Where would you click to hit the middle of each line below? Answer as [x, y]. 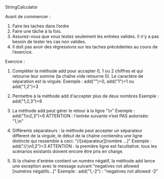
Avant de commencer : [28, 16]
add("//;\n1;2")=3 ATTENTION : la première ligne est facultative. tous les [85, 146]
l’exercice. [22, 52]
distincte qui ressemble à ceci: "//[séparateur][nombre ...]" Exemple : [82, 141]
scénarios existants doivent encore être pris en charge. [68, 151]
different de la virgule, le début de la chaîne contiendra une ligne [77, 136]
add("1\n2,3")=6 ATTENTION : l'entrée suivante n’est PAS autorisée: [81, 116]
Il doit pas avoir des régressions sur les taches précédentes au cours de [85, 47]
